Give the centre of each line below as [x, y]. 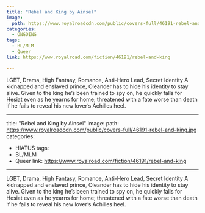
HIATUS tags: [32, 148]
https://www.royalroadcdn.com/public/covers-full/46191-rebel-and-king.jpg [102, 130]
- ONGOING [24, 35]
